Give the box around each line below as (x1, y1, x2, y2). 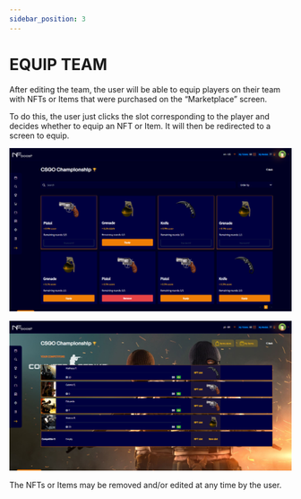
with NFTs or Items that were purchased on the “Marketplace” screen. (9, 93, 268, 104)
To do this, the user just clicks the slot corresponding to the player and (9, 110, 271, 121)
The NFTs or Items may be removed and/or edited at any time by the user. (9, 479, 282, 490)
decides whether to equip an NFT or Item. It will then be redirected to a (9, 120, 271, 131)
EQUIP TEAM (9, 54, 107, 74)
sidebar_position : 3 (9, 14, 87, 23)
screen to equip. (9, 130, 70, 141)
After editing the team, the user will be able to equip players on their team (9, 83, 280, 94)
